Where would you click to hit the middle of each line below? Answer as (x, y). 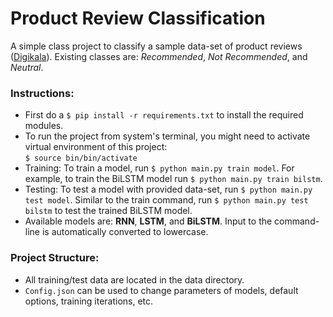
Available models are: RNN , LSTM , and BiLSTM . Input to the (148, 221)
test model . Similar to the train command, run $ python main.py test (166, 200)
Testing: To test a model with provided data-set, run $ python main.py (168, 189)
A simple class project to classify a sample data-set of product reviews (156, 46)
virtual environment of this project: (96, 147)
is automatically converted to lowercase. (125, 232)
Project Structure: (55, 258)
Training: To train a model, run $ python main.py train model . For (159, 168)
